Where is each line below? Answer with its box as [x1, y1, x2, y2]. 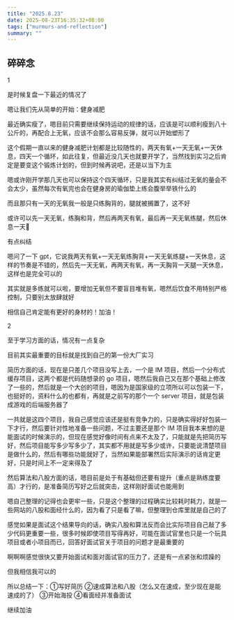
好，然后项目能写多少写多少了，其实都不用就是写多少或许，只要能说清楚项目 [7, 441, 227, 450]
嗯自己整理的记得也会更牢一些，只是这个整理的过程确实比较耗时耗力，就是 [7, 497, 221, 505]
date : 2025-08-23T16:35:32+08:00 [7, 17, 104, 24]
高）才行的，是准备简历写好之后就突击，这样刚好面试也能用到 [7, 482, 185, 491]
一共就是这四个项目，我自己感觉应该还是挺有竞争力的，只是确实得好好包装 [7, 415, 221, 424]
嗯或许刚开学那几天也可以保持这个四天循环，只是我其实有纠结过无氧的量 [7, 175, 214, 184]
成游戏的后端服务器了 [7, 401, 68, 409]
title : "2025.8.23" [7, 10, 64, 17]
